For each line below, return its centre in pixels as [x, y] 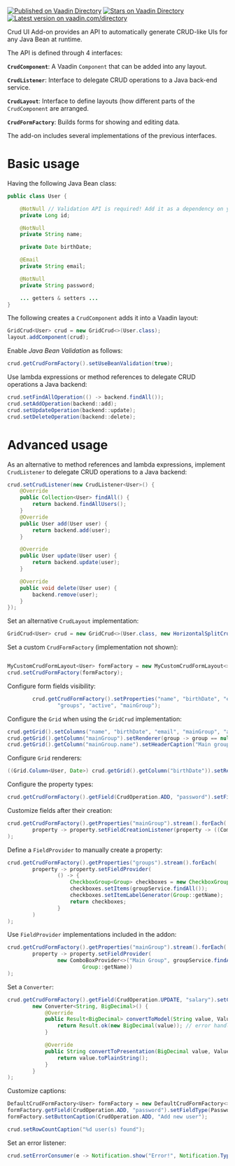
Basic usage [43, 164]
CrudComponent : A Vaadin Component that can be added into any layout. [107, 66]
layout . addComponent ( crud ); [48, 337]
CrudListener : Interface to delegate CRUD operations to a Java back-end [112, 80]
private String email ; [53, 266]
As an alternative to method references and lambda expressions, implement [116, 464]
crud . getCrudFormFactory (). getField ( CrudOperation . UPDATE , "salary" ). [112, 1000]
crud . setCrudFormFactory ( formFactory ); [65, 673]
